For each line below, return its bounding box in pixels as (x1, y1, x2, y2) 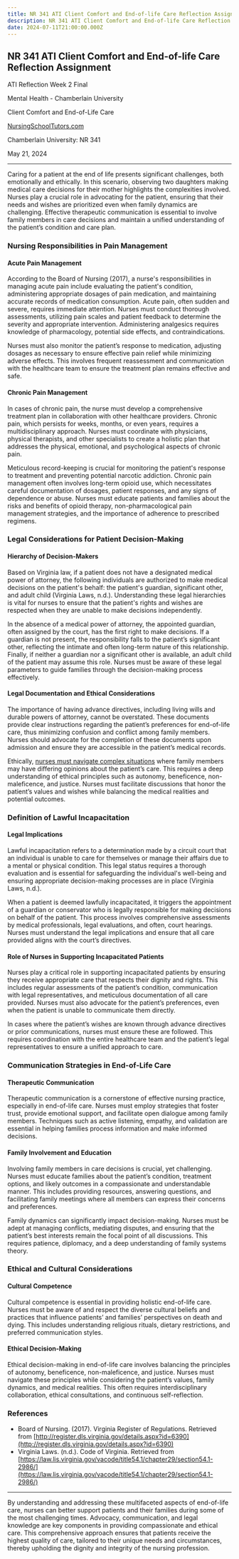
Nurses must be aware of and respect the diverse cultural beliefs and (7, 1305, 211, 1314)
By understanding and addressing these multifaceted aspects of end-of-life (7, 1498, 229, 1507)
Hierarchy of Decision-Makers (7, 552, 99, 561)
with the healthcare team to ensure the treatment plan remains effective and (7, 364, 230, 373)
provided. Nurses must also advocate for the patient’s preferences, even (7, 998, 220, 1007)
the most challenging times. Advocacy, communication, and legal (7, 1513, 198, 1522)
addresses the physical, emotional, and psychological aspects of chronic (7, 442, 221, 451)
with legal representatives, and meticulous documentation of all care (7, 991, 208, 1000)
